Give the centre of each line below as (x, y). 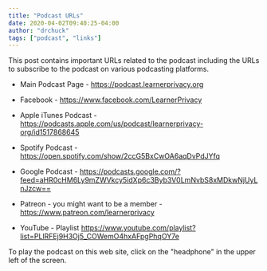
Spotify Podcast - (49, 147)
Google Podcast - (49, 171)
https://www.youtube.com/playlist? (139, 228)
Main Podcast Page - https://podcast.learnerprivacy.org (112, 84)
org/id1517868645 (49, 132)
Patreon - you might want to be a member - (91, 204)
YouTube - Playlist (49, 228)
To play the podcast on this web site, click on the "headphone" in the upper (132, 252)
